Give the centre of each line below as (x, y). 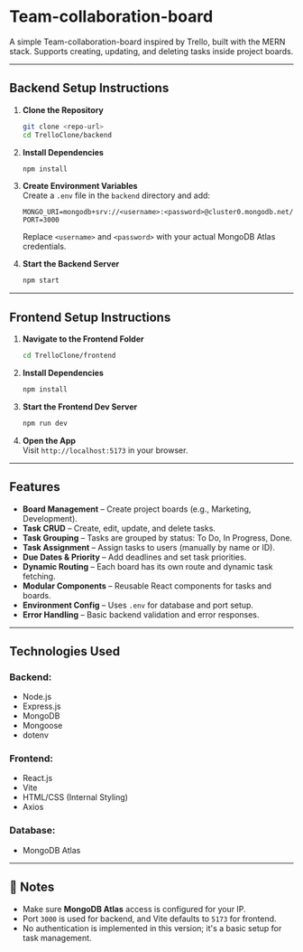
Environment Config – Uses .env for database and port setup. (138, 605)
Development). (50, 518)
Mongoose (42, 726)
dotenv (36, 735)
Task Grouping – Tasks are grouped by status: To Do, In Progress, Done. (157, 537)
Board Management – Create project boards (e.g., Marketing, (137, 509)
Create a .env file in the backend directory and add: (116, 195)
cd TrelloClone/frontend (69, 356)
